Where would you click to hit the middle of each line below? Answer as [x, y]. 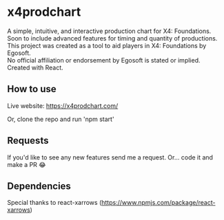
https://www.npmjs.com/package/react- [158, 203]
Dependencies [39, 186]
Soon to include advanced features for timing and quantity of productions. [112, 38]
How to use [32, 89]
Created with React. [35, 67]
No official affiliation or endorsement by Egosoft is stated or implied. [104, 60]
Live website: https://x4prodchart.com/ [63, 106]
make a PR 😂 [27, 164]
